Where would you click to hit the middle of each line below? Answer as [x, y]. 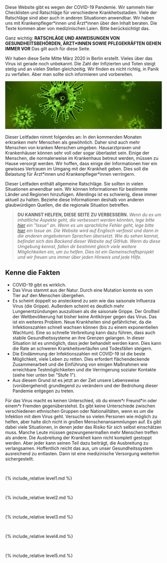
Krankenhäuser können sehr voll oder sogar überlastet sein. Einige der [77, 153]
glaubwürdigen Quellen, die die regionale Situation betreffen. [67, 205]
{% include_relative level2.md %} [39, 497]
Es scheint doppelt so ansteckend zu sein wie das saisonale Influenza [84, 300]
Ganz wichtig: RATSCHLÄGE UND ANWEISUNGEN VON [63, 38]
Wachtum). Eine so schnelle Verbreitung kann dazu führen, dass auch [84, 332]
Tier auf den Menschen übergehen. [49, 295]
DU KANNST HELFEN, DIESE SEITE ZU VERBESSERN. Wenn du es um [89, 215]
